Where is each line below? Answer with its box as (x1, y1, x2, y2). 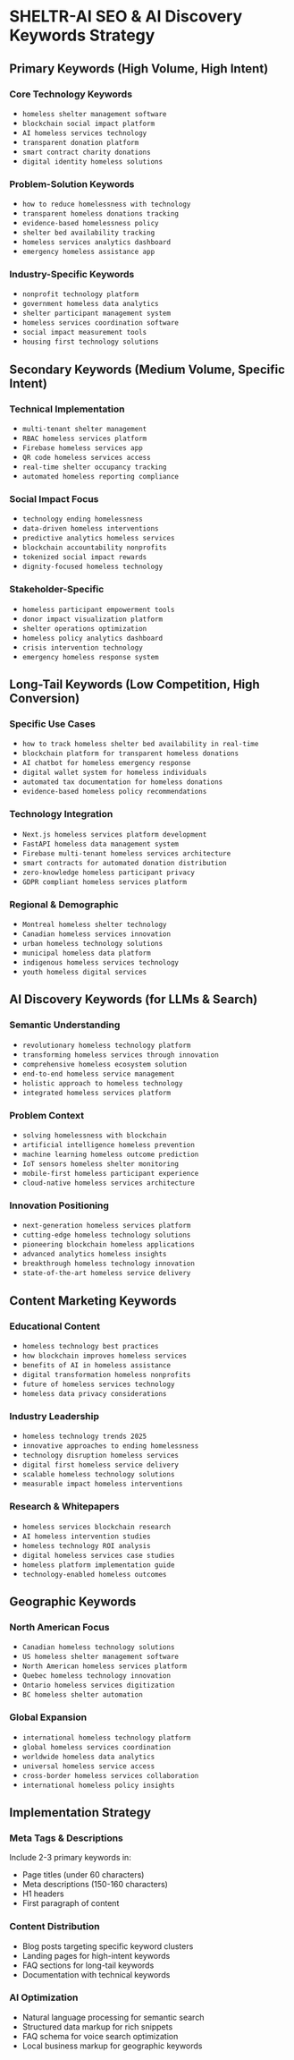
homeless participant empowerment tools (21, 605, 175, 614)
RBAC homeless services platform (21, 434, 147, 444)
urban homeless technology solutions (21, 940, 164, 949)
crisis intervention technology (21, 643, 143, 652)
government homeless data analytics (21, 300, 159, 309)
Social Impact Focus (9, 493, 99, 506)
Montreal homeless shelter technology (21, 920, 167, 930)
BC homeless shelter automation (21, 1690, 143, 1699)
